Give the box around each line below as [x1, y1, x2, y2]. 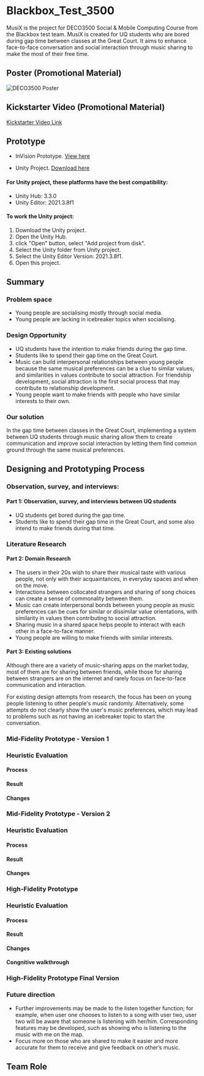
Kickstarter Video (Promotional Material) [6, 102, 165, 112]
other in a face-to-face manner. [15, 627, 95, 635]
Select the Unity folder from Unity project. [15, 246, 121, 253]
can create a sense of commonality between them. [15, 594, 144, 602]
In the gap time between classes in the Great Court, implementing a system [6, 426, 197, 434]
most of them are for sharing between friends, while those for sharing [6, 668, 183, 675]
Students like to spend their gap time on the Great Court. [15, 351, 158, 359]
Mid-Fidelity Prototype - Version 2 [6, 809, 110, 818]
